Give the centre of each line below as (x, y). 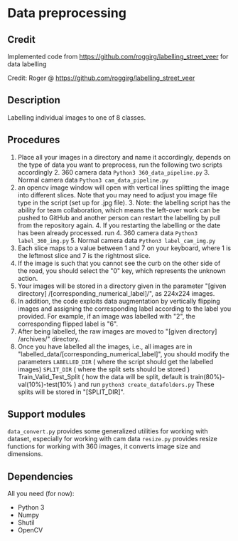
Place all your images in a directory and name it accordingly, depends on (124, 157)
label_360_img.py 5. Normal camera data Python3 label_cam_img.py (117, 240)
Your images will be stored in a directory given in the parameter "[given (122, 286)
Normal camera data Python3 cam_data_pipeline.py (93, 180)
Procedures (34, 140)
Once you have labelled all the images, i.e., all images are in (105, 346)
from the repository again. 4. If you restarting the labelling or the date (119, 225)
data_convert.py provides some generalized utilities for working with (108, 431)
